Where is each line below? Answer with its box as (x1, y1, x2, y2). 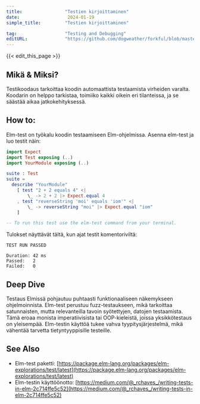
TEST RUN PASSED (6, 242, 46, 249)
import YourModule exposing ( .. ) (6, 160, 89, 166)
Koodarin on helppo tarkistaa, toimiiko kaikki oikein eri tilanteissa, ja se (6, 92, 179, 99)
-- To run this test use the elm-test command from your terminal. (6, 220, 177, 226)
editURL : (6, 36, 28, 42)
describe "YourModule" (11, 182, 68, 188)
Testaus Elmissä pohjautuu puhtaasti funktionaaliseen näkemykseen (6, 295, 174, 302)
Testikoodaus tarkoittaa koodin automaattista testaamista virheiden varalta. (6, 85, 190, 92)
